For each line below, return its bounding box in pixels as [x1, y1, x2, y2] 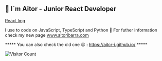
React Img [5, 17, 26, 23]
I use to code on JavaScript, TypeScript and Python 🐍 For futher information [5, 27, 158, 33]
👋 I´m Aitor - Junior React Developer [5, 5, 117, 13]
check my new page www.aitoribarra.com [5, 32, 89, 38]
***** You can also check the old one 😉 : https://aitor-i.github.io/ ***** [5, 42, 147, 47]
